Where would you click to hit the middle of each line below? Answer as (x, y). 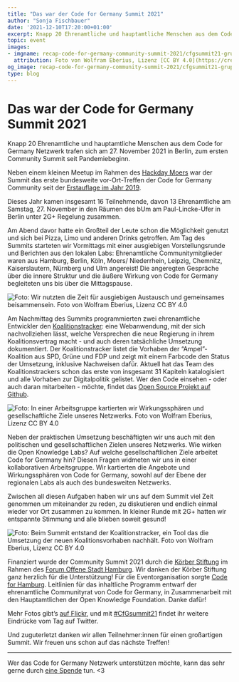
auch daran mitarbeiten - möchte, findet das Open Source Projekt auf (109, 387)
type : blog (23, 73)
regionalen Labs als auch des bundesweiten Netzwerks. (89, 482)
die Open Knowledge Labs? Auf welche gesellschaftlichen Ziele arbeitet (113, 453)
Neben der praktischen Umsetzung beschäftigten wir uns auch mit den (111, 437)
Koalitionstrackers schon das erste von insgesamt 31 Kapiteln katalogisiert (116, 372)
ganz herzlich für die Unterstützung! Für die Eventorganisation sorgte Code (117, 577)
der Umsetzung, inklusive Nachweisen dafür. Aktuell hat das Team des (111, 364)
